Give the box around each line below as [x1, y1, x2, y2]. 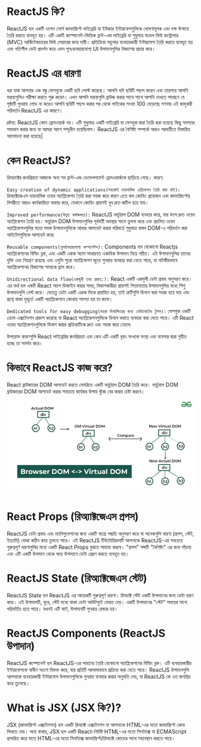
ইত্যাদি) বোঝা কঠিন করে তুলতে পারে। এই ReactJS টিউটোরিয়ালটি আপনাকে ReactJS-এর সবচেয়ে [7, 536, 183, 543]
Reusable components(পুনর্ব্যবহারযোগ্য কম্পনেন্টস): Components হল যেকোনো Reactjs [7, 243, 178, 250]
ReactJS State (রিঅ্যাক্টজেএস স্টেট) [7, 571, 148, 585]
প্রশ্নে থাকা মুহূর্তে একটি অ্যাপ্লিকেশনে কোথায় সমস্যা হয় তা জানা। [7, 295, 113, 302]
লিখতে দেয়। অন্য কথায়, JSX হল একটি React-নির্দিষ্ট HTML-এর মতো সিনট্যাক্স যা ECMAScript [7, 728, 187, 735]
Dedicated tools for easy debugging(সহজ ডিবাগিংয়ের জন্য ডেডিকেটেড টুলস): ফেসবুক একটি [7, 307, 191, 314]
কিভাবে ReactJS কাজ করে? [7, 361, 113, 374]
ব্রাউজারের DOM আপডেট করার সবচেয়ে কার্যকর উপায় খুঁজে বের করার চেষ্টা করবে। [7, 388, 145, 395]
